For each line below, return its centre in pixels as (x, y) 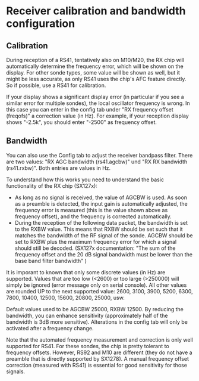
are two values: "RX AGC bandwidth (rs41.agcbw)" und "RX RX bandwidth (97, 162)
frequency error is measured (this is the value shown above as (91, 210)
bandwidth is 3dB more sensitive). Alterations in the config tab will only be (97, 322)
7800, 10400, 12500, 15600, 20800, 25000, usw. (65, 298)
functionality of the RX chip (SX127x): (52, 185)
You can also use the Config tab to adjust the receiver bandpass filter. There (99, 155)
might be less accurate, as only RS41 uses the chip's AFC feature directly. (96, 79)
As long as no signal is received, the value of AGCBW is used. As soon (101, 197)
